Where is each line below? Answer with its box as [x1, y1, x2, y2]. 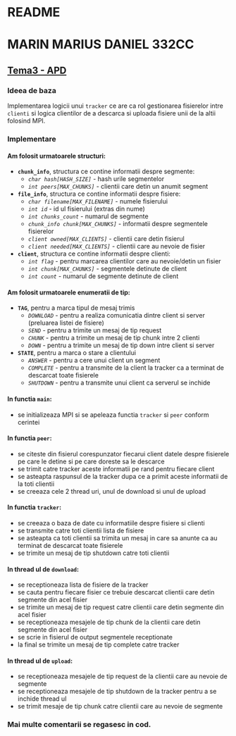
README [7, 4, 61, 20]
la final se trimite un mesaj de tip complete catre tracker [17, 640, 180, 649]
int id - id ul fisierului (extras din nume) [27, 205, 146, 213]
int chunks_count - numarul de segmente [27, 212, 149, 220]
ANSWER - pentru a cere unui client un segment [27, 356, 161, 365]
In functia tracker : [7, 503, 62, 511]
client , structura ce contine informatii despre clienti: [17, 249, 171, 258]
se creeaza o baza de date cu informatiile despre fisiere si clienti [17, 519, 206, 527]
